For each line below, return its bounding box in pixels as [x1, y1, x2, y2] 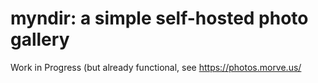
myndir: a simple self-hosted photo [10, 7, 309, 30]
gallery [10, 28, 70, 51]
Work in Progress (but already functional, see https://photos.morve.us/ [10, 61, 302, 73]
